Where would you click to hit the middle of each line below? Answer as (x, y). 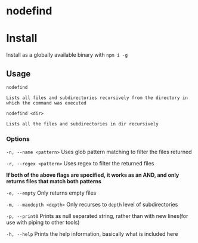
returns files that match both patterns (54, 182)
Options (18, 139)
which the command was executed (46, 103)
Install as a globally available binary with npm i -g (67, 55)
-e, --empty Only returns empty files (51, 193)
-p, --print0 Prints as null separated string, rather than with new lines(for (97, 216)
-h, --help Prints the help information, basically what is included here (92, 234)
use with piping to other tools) (43, 223)
